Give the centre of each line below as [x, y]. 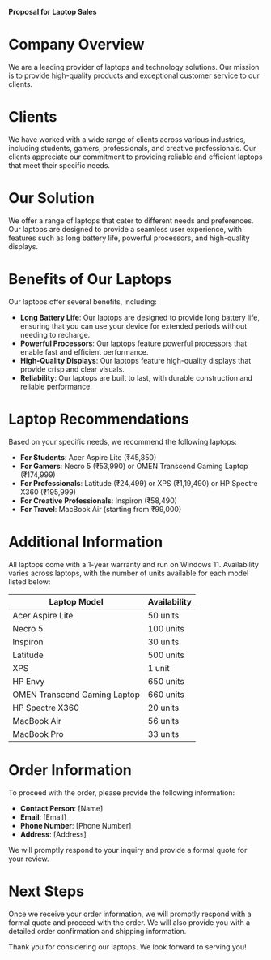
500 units [166, 655]
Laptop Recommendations [99, 419]
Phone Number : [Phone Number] [76, 825]
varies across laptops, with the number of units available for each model [129, 573]
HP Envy [29, 681]
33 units [163, 734]
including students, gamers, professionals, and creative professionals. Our [132, 148]
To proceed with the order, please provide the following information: [122, 792]
